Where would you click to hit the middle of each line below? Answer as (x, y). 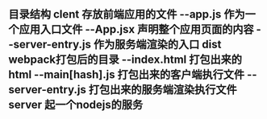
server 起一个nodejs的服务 (76, 105)
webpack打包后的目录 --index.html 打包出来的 (125, 60)
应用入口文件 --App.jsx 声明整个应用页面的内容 (136, 29)
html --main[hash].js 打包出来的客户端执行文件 (127, 75)
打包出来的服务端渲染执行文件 (163, 90)
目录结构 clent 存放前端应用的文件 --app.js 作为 (127, 14)
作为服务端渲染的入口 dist (157, 45)
